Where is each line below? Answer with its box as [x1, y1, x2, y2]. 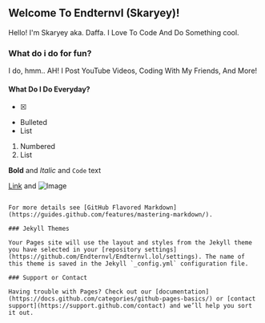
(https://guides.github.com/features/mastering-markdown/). [8, 211, 214, 219]
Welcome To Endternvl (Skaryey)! [8, 6, 180, 20]
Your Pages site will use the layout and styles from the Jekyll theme [8, 239, 252, 247]
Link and [8, 181, 37, 191]
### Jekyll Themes [8, 224, 70, 233]
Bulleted [19, 118, 48, 127]
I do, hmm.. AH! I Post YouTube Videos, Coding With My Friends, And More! [8, 66, 258, 75]
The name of [205, 252, 246, 261]
